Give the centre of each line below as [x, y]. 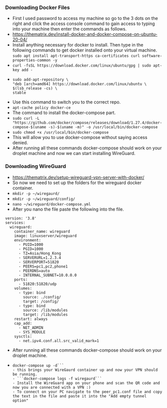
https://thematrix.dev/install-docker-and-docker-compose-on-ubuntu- [85, 34]
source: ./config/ [42, 297]
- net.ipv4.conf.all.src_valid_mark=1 [59, 341]
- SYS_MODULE [32, 332]
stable [19, 93]
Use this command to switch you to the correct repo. [67, 102]
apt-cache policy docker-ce [41, 108]
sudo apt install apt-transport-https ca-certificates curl [76, 56]
